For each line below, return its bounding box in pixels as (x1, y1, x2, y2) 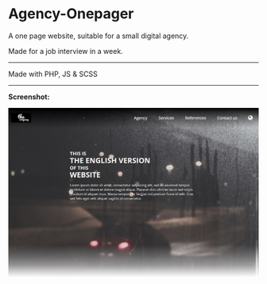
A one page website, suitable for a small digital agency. (8, 31, 189, 40)
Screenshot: (8, 92, 50, 102)
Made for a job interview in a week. (8, 46, 123, 56)
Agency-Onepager (8, 5, 134, 23)
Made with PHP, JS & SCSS (8, 69, 98, 79)
